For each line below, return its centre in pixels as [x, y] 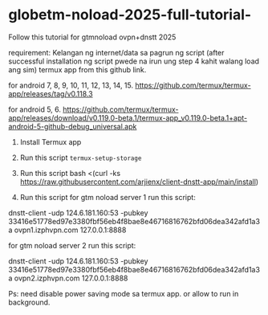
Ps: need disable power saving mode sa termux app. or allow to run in [124, 293]
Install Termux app [51, 141]
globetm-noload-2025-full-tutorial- [130, 15]
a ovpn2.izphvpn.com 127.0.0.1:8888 [68, 278]
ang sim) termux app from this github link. [77, 69]
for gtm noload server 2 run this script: [72, 245]
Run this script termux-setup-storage [81, 157]
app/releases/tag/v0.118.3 [51, 93]
